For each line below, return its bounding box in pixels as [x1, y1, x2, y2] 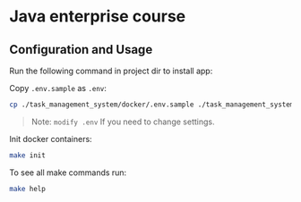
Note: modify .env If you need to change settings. [30, 116, 215, 127]
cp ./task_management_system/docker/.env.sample [9, 100, 194, 109]
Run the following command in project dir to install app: [9, 65, 213, 76]
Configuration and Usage [9, 42, 153, 57]
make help [9, 184, 47, 193]
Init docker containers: [9, 133, 92, 144]
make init [9, 150, 47, 160]
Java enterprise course [9, 6, 186, 27]
